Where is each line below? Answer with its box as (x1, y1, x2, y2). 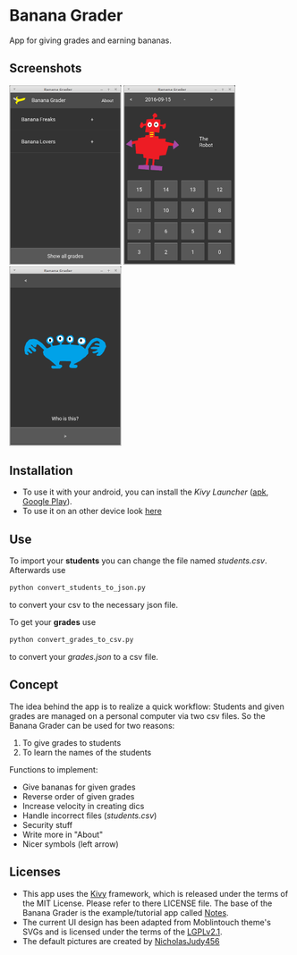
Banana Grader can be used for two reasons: (9, 720, 175, 731)
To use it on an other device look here (21, 506, 163, 517)
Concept (9, 677, 59, 693)
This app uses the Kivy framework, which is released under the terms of (21, 888, 289, 899)
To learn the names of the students (21, 747, 152, 757)
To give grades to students (21, 737, 122, 748)
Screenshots (9, 61, 82, 76)
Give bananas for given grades (21, 782, 136, 792)
